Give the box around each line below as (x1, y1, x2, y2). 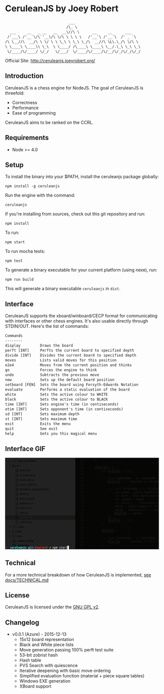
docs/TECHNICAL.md (5, 577, 49, 583)
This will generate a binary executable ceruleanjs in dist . (5, 286, 121, 292)
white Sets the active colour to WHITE (5, 392, 108, 397)
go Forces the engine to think (5, 368, 97, 372)
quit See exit (5, 426, 58, 431)
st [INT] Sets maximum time (5, 416, 78, 421)
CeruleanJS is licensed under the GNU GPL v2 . (5, 604, 100, 610)
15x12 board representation (19, 637, 74, 643)
